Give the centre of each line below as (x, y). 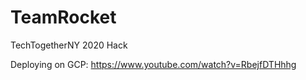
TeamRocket (63, 17)
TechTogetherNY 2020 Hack (69, 45)
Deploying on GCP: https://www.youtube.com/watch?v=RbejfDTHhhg (153, 64)
